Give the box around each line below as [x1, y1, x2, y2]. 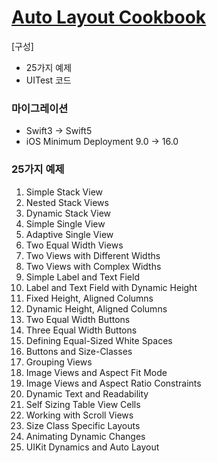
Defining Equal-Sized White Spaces [25, 334, 173, 346]
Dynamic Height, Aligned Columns [25, 302, 168, 315]
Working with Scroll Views [25, 409, 134, 421]
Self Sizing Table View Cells [25, 398, 141, 410]
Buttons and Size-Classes [25, 345, 133, 357]
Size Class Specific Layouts [25, 419, 141, 431]
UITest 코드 [25, 74, 72, 86]
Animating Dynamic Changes [25, 430, 146, 442]
